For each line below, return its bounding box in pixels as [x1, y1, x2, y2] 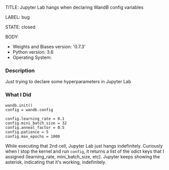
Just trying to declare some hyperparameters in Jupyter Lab [5, 79, 131, 85]
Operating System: [12, 54, 52, 60]
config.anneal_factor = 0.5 [5, 125, 65, 130]
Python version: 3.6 [12, 49, 54, 55]
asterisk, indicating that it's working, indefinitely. [5, 159, 107, 165]
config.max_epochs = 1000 [5, 134, 60, 139]
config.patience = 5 [5, 129, 49, 134]
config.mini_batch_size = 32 [5, 120, 67, 126]
